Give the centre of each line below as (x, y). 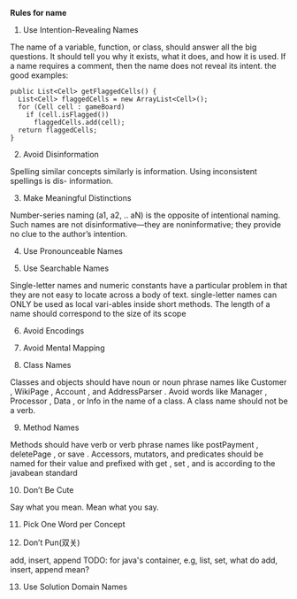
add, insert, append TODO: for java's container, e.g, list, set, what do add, (144, 560)
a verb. (23, 410)
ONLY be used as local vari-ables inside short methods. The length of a (140, 304)
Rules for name (38, 13)
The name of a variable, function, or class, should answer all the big (133, 47)
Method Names (51, 427)
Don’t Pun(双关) (51, 542)
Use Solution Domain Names (75, 587)
